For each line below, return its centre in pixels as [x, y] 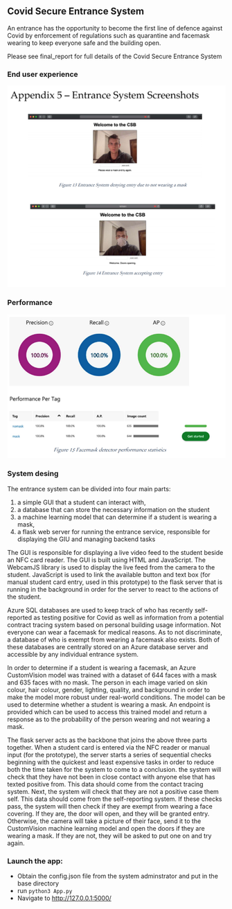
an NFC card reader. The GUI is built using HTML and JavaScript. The [107, 560]
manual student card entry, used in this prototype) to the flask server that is [115, 582]
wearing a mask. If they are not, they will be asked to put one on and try [109, 836]
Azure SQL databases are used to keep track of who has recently [100, 610]
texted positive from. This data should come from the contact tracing [105, 784]
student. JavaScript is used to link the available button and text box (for [109, 574]
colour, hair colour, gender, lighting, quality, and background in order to [108, 689]
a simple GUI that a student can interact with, [81, 502]
